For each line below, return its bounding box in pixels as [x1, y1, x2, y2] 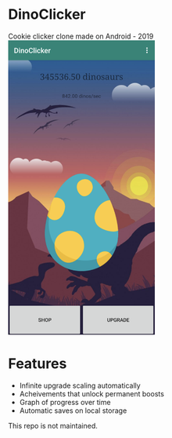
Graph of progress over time [19, 397, 111, 407]
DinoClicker [8, 5, 86, 24]
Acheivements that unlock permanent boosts [19, 389, 164, 398]
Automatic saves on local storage [19, 406, 127, 415]
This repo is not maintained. [8, 421, 98, 430]
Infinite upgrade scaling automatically [19, 381, 141, 390]
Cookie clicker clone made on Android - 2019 [8, 31, 154, 41]
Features [8, 355, 67, 373]
